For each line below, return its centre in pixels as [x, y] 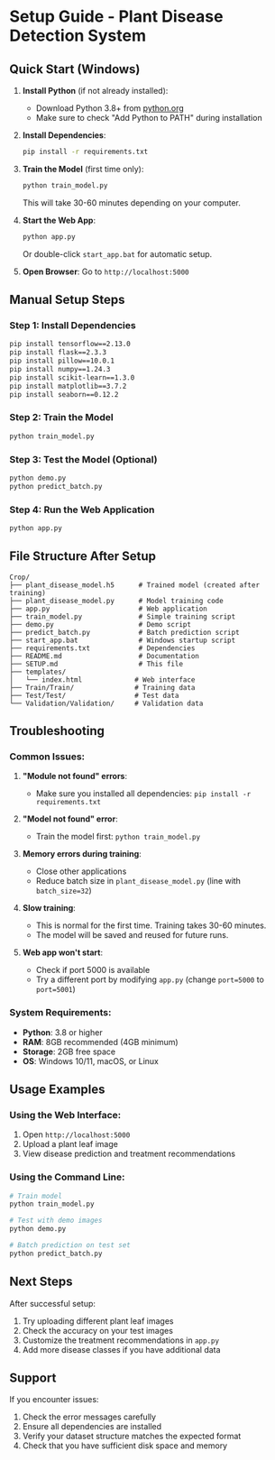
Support [33, 1378]
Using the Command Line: [67, 1177]
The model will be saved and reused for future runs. [132, 935]
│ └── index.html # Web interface [102, 679]
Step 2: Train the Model [62, 418]
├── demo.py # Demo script [101, 624]
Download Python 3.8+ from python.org [110, 108]
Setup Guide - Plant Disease [116, 17]
